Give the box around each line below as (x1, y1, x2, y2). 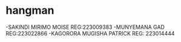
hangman (5, 4, 55, 17)
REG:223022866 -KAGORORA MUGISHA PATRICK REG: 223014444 (5, 29, 175, 37)
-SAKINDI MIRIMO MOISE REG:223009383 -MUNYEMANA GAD (5, 23, 165, 31)
